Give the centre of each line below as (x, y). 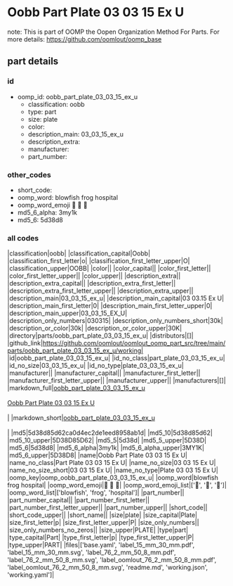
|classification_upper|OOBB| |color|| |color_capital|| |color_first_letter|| (109, 269)
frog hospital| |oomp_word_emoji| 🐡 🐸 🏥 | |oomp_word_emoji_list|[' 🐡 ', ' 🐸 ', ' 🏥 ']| (117, 485)
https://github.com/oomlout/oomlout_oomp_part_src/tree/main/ (134, 343)
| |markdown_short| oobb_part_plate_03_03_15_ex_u (81, 418)
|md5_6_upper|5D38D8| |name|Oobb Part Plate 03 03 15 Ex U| (98, 455)
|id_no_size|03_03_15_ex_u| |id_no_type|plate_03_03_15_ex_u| (95, 366)
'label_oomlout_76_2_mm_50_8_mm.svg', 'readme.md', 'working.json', (108, 568)
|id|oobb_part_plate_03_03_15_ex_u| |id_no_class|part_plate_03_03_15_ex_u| (116, 358)
